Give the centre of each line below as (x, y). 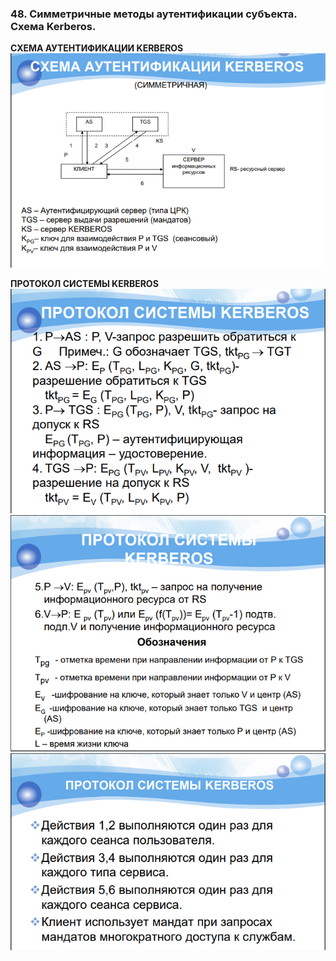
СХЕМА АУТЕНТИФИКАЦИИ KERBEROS (97, 48)
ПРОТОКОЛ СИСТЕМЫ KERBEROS (84, 283)
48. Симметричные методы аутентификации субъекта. (154, 14)
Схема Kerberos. (53, 26)
